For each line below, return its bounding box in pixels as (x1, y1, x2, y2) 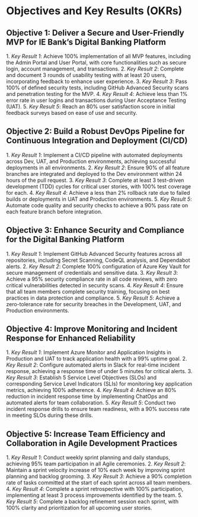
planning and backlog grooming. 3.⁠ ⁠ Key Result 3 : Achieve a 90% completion (6, 473, 192, 480)
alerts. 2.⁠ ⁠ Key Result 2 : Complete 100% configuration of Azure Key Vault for (6, 262, 190, 270)
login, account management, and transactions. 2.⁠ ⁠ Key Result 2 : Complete (6, 65, 184, 72)
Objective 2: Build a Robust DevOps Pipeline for (6, 126, 185, 137)
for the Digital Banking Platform (6, 235, 124, 245)
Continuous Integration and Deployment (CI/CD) (6, 136, 188, 146)
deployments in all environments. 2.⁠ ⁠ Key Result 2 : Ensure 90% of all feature (6, 164, 190, 171)
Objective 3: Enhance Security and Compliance (6, 225, 185, 235)
